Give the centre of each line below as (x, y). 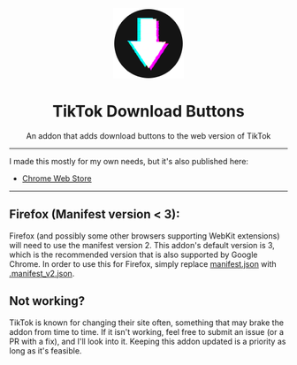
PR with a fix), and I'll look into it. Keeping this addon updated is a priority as (148, 341)
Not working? (47, 301)
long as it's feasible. (46, 350)
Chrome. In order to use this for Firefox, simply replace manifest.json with (143, 263)
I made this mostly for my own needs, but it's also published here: (129, 161)
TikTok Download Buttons (148, 112)
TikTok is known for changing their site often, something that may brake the (147, 323)
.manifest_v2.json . (42, 273)
